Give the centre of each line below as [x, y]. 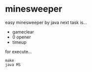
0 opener [21, 37]
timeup [19, 42]
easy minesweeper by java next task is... [46, 22]
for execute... [18, 52]
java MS [13, 65]
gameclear [23, 32]
